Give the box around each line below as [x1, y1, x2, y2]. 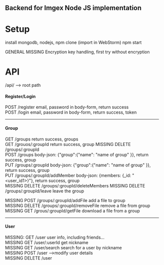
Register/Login [5, 93, 36, 99]
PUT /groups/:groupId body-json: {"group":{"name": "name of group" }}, [5, 162, 151, 168]
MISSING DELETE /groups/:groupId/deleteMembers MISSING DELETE [5, 183, 145, 188]
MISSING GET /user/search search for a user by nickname [5, 245, 122, 250]
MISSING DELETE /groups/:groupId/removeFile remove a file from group [5, 203, 150, 208]
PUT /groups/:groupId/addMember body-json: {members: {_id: [5, 172, 131, 178]
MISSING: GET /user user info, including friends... [5, 234, 105, 240]
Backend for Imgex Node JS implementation [5, 4, 142, 12]
